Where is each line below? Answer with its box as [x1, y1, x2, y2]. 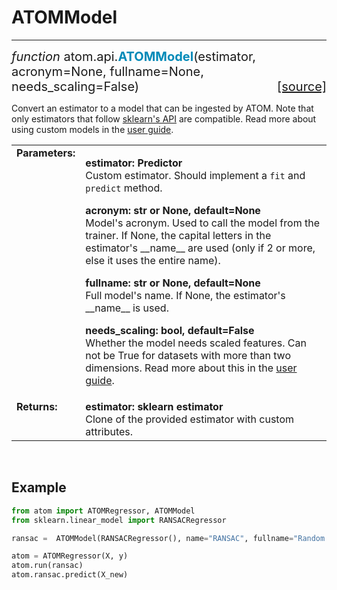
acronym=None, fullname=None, [11, 63, 204, 80]
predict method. [85, 181, 163, 195]
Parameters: [16, 146, 76, 160]
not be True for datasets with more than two [85, 348, 292, 362]
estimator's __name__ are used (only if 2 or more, [85, 241, 316, 255]
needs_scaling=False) [11, 78, 140, 95]
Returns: [16, 399, 58, 413]
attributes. [85, 424, 134, 438]
